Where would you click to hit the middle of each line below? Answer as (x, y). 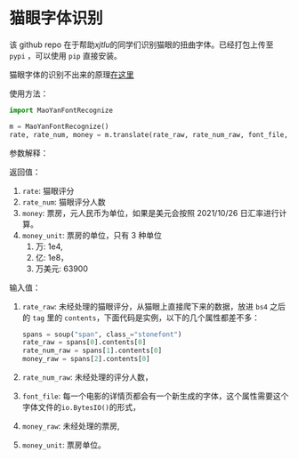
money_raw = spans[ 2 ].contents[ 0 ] (86, 359)
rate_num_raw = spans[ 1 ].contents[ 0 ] (92, 351)
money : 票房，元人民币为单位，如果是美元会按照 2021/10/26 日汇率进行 (150, 213)
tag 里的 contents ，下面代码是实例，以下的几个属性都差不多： (146, 318)
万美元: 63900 (62, 269)
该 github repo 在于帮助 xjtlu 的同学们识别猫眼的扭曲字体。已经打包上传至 (141, 44)
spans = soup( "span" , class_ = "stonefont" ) (102, 334)
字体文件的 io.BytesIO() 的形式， (81, 407)
